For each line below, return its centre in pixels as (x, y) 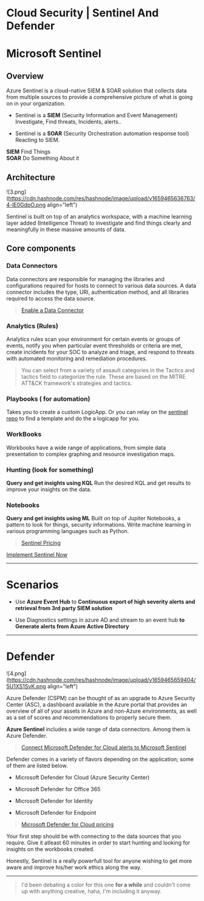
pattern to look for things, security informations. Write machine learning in (99, 525)
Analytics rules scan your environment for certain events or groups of (93, 339)
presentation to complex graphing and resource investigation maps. (91, 454)
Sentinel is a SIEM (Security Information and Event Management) (96, 115)
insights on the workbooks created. (51, 849)
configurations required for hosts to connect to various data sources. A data (101, 285)
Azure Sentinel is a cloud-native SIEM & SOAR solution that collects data (97, 90)
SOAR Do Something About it (43, 158)
